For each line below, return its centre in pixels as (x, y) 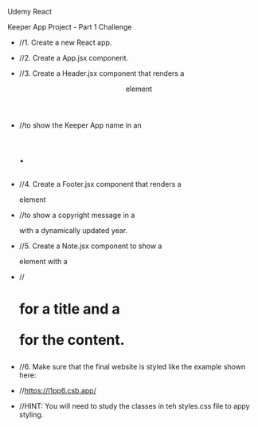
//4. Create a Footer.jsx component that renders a (100, 184)
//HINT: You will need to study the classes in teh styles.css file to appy (134, 406)
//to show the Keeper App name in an (80, 125)
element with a (43, 262)
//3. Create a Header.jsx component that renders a (102, 73)
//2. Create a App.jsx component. (74, 58)
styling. (31, 415)
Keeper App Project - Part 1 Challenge (70, 27)
